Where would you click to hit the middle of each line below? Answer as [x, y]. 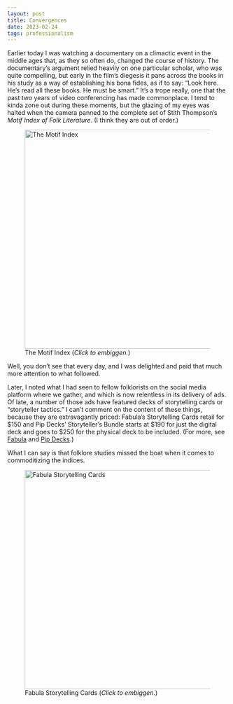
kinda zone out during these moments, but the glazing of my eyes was [108, 105]
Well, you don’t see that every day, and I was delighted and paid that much [115, 366]
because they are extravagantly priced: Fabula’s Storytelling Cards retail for [116, 417]
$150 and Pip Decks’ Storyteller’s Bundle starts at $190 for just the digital [112, 425]
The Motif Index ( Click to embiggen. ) [78, 353]
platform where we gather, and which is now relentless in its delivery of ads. [117, 395]
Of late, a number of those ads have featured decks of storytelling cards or [115, 402]
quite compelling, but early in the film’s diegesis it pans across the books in [115, 76]
